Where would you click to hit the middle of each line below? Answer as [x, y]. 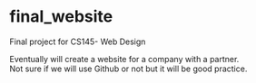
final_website [61, 17]
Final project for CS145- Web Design [78, 41]
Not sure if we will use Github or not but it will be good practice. [128, 69]
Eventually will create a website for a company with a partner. [124, 59]
